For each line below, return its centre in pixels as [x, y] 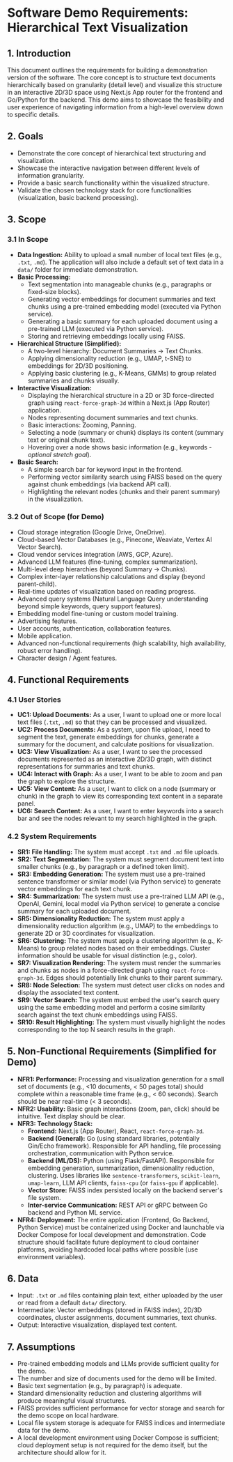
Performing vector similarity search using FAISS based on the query [125, 477]
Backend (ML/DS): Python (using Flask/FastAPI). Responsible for [121, 1160]
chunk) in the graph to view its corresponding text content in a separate [120, 797]
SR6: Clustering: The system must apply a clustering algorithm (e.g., [116, 940]
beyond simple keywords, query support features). [90, 606]
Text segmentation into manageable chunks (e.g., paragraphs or [120, 284]
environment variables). [51, 1256]
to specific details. [34, 114]
